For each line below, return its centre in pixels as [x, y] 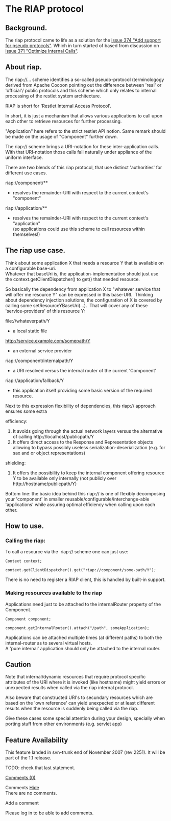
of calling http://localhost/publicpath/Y [53, 436]
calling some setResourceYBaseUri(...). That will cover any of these [77, 305]
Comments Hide [22, 788]
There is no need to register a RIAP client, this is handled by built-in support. [86, 579]
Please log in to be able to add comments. [50, 813]
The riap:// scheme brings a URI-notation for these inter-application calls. [82, 146]
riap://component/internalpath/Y [39, 361]
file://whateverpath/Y [28, 321]
